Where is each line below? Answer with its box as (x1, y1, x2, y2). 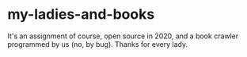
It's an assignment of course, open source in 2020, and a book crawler (7, 31, 239, 41)
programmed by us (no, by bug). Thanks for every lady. (7, 39, 188, 48)
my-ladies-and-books (7, 5, 155, 23)
